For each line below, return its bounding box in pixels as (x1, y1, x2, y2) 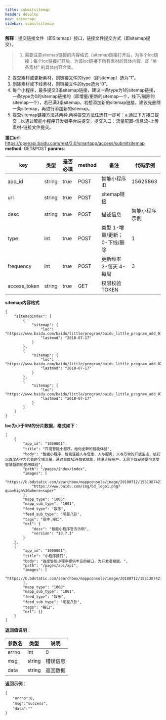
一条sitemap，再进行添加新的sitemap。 (12, 106, 92, 112)
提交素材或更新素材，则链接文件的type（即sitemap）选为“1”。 (12, 75, 139, 81)
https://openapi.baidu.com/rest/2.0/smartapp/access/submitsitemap (5, 141, 145, 146)
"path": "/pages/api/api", (23, 563, 79, 568)
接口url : (5, 135, 21, 141)
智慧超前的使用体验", (5, 462, 43, 468)
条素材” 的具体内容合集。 (24, 64, 76, 70)
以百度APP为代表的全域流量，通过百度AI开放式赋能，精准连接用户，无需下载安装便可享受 (5, 457, 160, 462)
